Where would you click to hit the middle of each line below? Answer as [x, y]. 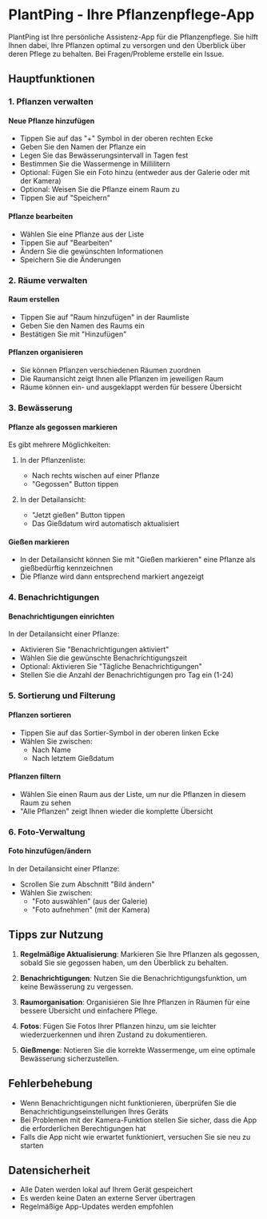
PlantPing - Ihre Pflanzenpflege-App [132, 15]
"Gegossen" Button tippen [75, 484]
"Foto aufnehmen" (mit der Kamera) [91, 910]
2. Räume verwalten [48, 280]
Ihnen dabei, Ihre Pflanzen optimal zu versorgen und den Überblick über [127, 45]
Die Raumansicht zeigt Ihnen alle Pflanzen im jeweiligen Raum [122, 378]
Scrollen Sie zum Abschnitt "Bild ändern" [87, 884]
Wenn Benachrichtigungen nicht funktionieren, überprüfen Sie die [128, 1103]
